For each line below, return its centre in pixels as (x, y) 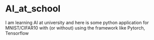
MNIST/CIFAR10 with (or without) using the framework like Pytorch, (75, 27)
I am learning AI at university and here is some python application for (77, 22)
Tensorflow (17, 33)
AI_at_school (33, 9)
